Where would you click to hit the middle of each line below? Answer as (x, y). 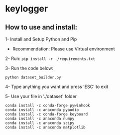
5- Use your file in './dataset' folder (41, 96)
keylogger (27, 9)
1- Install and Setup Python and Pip (41, 39)
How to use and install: (41, 27)
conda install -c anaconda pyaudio (42, 110)
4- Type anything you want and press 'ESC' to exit (57, 86)
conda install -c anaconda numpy (40, 118)
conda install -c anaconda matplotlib (45, 127)
